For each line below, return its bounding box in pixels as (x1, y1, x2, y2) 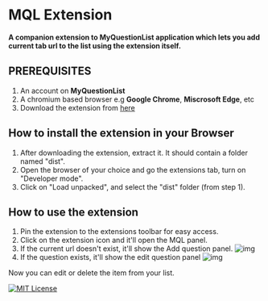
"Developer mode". (19, 173, 84, 183)
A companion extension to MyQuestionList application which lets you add (8, 32, 260, 42)
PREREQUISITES (8, 65, 92, 78)
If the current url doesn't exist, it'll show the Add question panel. (19, 244, 233, 253)
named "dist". (19, 156, 66, 166)
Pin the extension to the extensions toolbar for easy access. (19, 227, 219, 236)
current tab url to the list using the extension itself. (8, 40, 181, 50)
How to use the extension (8, 205, 139, 219)
